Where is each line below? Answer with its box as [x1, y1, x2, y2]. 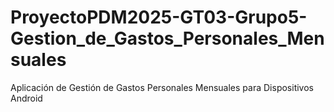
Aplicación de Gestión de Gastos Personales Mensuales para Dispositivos [10, 81, 314, 93]
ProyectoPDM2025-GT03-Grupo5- [10, 6, 308, 29]
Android [10, 92, 43, 104]
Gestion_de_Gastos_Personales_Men [10, 27, 325, 50]
